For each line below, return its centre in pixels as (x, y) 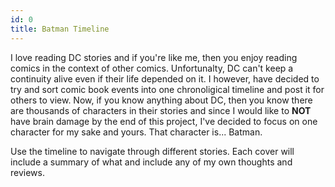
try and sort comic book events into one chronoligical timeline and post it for (167, 89)
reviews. (27, 172)
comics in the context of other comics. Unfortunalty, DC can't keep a (152, 68)
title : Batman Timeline (60, 29)
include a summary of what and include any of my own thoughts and (151, 162)
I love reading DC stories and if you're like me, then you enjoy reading (154, 57)
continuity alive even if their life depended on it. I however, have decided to (165, 78)
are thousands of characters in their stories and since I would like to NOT (161, 110)
